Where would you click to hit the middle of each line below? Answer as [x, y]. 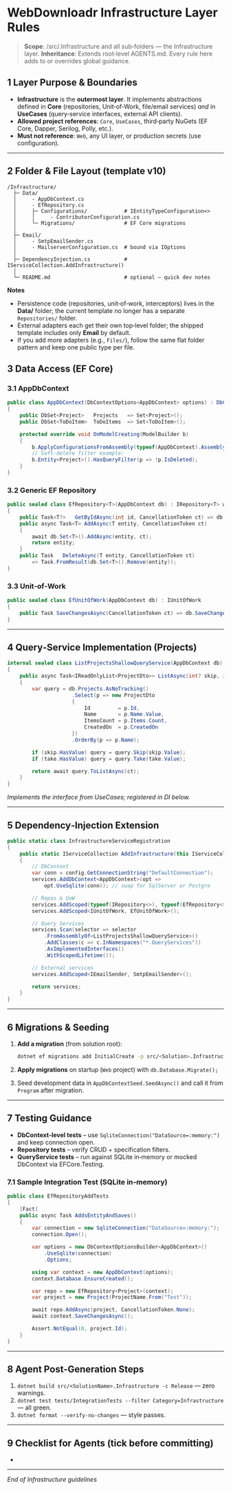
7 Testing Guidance [49, 1118]
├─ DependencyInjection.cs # [70, 259]
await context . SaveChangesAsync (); [83, 1316]
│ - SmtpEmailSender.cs [54, 241]
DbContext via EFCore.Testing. [60, 1164]
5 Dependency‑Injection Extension [83, 825]
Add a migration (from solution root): [69, 1044]
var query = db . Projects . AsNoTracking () [90, 689]
